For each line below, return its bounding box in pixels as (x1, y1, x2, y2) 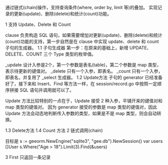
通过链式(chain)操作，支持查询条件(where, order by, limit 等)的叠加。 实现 (5, 5, 158, 10)
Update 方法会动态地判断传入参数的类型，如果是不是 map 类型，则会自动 (5, 111, 157, 116)
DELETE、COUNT (5, 51, 43, 57)
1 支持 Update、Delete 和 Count (5, 22, 71, 27)
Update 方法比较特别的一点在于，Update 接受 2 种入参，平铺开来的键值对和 (5, 98, 163, 103)
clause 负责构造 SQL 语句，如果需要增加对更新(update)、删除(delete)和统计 (5, 32, 162, 38)
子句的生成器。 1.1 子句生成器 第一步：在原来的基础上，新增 (5, 45, 129, 50)
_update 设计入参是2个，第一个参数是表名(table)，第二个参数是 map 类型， (5, 62, 161, 68)
